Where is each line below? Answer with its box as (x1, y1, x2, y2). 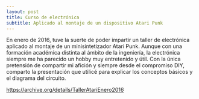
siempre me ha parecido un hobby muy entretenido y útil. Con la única (6, 55, 181, 63)
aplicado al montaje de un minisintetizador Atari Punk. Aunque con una (6, 43, 183, 50)
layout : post (6, 8, 39, 15)
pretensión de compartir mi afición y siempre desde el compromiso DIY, (6, 62, 185, 69)
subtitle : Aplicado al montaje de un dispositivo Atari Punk (6, 20, 163, 26)
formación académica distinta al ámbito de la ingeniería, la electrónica (6, 49, 180, 56)
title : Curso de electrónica (6, 14, 80, 20)
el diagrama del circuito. (6, 74, 66, 82)
